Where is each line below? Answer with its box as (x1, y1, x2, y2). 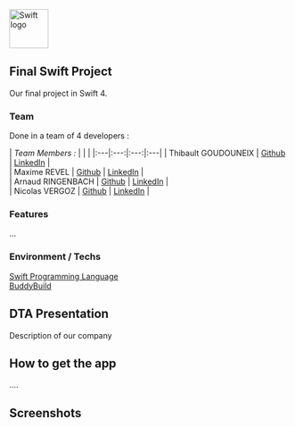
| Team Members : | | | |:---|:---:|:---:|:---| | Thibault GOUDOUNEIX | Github (9, 147, 286, 159)
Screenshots (9, 406, 82, 421)
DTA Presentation (9, 306, 110, 322)
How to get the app (9, 356, 117, 371)
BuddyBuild (9, 280, 52, 291)
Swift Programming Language (9, 271, 119, 281)
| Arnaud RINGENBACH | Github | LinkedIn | (9, 176, 169, 187)
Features (9, 208, 49, 221)
